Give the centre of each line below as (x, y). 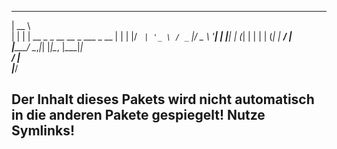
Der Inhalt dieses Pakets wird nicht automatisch (163, 99)
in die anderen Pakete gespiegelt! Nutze (138, 115)
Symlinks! (43, 131)
